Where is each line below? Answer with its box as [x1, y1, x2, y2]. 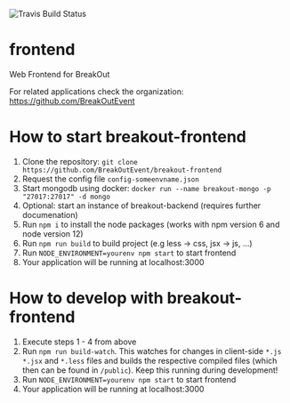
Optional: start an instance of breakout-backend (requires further [21, 200, 262, 211]
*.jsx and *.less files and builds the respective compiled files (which [21, 355, 278, 366]
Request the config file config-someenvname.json [21, 173, 200, 184]
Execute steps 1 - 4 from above [21, 336, 137, 347]
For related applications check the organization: [9, 85, 184, 97]
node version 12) [21, 228, 84, 239]
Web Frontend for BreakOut [9, 69, 110, 79]
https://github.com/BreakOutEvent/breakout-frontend [21, 165, 222, 174]
